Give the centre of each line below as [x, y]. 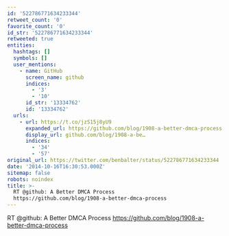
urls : [21, 115]
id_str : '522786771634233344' [50, 33]
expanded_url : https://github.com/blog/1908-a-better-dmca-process [124, 128]
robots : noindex [30, 179]
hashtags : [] [32, 52]
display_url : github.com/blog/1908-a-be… [85, 134]
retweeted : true [30, 39]
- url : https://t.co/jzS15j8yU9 [65, 122]
